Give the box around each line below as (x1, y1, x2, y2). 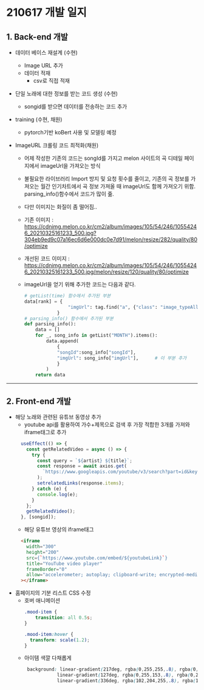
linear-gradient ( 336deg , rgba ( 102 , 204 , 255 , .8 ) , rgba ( (56, 678, 196, 684)
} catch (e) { (31, 486, 67, 492)
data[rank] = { (24, 298, 63, 305)
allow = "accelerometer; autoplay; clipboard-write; (26, 572, 157, 578)
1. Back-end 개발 (6, 32, 69, 42)
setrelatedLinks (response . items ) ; (37, 480, 124, 486)
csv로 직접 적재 (33, 77, 70, 84)
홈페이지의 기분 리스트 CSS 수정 (15, 589, 91, 596)
